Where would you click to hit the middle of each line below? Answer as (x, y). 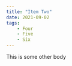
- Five (25, 34)
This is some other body (36, 57)
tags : (13, 23)
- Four (25, 28)
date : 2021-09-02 (28, 17)
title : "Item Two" (29, 12)
